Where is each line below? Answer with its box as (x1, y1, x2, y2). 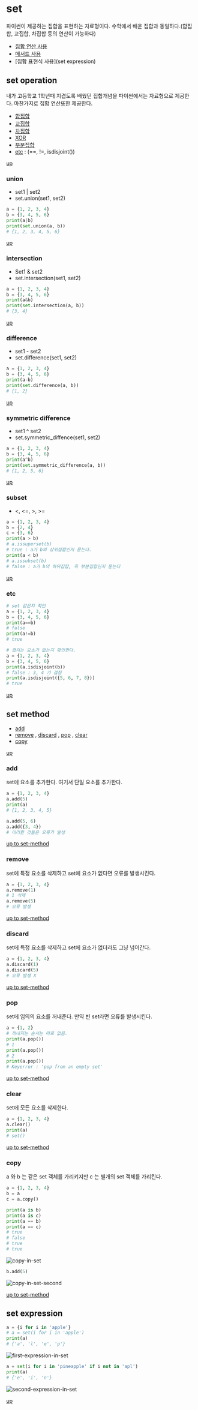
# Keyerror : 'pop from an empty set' (6, 1064, 103, 1070)
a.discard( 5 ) (6, 967, 39, 973)
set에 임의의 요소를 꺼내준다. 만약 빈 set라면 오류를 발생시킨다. (6, 1013, 152, 1020)
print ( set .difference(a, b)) (6, 383, 79, 389)
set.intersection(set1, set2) (14, 274, 81, 281)
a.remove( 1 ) (6, 887, 36, 893)
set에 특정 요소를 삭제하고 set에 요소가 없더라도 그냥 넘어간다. (6, 944, 151, 951)
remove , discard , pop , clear (14, 731, 88, 738)
